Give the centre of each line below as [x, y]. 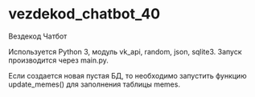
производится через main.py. [58, 60]
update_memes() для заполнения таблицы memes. [95, 84]
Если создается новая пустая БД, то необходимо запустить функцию [127, 75]
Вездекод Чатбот [38, 36]
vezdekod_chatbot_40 [84, 14]
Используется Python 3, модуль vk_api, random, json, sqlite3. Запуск [125, 51]
